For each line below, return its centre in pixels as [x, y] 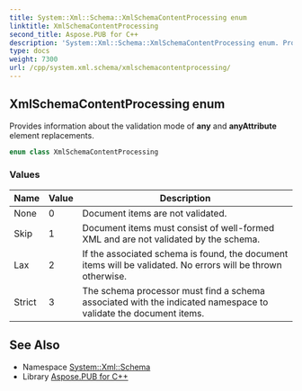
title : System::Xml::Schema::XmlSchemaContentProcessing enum [128, 18]
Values [25, 174]
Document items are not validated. [155, 213]
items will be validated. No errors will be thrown [182, 264]
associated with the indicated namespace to [175, 302]
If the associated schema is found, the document [185, 253]
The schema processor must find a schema [173, 290]
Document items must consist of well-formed [178, 227]
